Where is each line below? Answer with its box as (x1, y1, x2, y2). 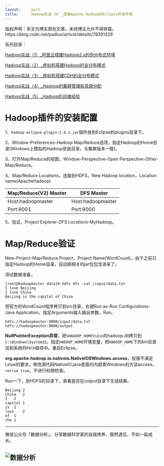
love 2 (5, 409, 25, 414)
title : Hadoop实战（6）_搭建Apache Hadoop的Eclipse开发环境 (5, 12, 133, 17)
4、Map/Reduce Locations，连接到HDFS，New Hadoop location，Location (5, 173, 157, 178)
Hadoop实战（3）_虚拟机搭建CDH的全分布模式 (5, 72, 99, 78)
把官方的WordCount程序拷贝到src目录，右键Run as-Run (5, 304, 118, 310)
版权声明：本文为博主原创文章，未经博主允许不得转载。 (5, 25, 116, 32)
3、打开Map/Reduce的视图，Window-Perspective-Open (5, 156, 119, 162)
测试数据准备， (5, 272, 35, 278)
